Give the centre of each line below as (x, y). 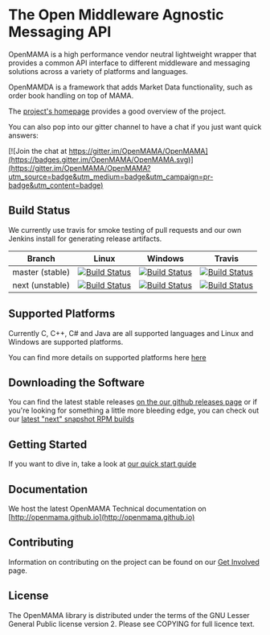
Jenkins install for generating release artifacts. (85, 239)
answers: (23, 135)
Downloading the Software (77, 382)
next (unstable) (41, 285)
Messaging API (60, 32)
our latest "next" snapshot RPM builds (72, 419)
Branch (41, 258)
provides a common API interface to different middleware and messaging (129, 63)
